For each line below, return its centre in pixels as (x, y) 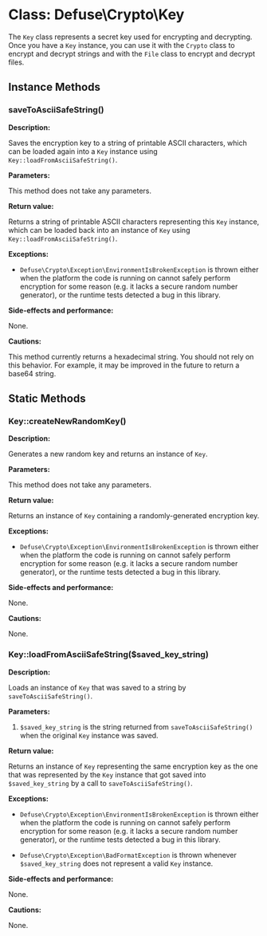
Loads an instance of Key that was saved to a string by (97, 687)
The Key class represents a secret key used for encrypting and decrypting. (130, 37)
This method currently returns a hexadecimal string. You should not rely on (131, 356)
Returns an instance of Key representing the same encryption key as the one (133, 766)
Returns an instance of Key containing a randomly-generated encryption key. (134, 516)
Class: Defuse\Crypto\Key (96, 15)
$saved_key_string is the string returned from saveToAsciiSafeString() (136, 726)
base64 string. (32, 373)
